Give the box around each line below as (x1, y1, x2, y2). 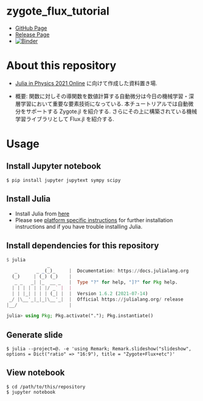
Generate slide (6, 330, 63, 340)
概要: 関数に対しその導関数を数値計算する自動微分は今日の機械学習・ (15, 92, 189, 100)
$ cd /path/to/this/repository (6, 383, 86, 390)
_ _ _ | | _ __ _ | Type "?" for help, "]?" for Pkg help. (14, 279, 178, 285)
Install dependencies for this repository (6, 240, 159, 251)
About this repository (6, 59, 117, 72)
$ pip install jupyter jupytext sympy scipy (6, 177, 121, 183)
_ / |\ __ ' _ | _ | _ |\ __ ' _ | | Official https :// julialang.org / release (9, 296, 184, 302)
